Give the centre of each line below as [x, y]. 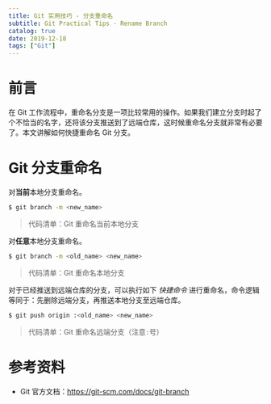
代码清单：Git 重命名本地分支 [76, 272]
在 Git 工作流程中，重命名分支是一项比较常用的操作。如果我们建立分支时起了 [135, 112]
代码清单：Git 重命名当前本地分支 [83, 224]
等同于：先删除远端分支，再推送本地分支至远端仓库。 [97, 300]
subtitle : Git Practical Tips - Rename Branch [88, 23]
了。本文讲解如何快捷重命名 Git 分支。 [72, 133]
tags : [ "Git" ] [32, 46]
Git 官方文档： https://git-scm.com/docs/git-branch [104, 391]
